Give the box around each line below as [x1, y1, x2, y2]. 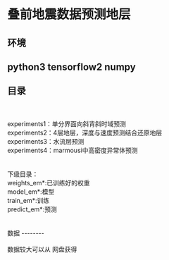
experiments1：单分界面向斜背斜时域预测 [7, 120, 127, 128]
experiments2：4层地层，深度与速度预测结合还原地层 [7, 128, 163, 137]
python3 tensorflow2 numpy [7, 61, 136, 73]
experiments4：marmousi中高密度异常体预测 [7, 146, 138, 155]
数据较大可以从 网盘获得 [7, 245, 77, 254]
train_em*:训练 [7, 197, 50, 205]
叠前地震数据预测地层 [7, 6, 132, 23]
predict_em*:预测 [7, 205, 58, 213]
